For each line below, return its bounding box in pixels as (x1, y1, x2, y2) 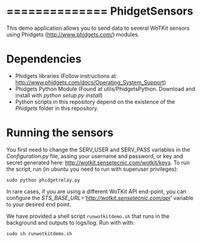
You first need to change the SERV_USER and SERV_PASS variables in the (6, 146, 191, 153)
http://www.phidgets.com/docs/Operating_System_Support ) (15, 78, 166, 86)
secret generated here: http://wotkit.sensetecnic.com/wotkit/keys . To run (6, 159, 190, 166)
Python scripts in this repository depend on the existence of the (15, 98, 175, 105)
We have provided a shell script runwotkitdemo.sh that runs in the (6, 212, 170, 220)
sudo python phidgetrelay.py (6, 177, 80, 183)
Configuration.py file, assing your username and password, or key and (6, 152, 183, 159)
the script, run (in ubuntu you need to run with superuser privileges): (6, 165, 178, 173)
